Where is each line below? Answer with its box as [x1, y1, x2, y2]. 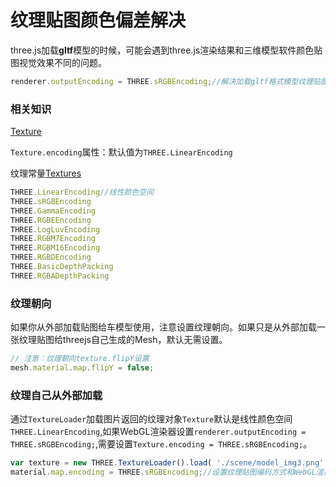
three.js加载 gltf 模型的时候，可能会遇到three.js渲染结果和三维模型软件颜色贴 [10, 44, 323, 56]
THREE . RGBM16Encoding [10, 243, 101, 253]
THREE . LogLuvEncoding [10, 224, 101, 235]
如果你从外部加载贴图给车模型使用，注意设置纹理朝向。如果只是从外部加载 [10, 321, 317, 333]
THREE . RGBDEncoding [10, 252, 92, 263]
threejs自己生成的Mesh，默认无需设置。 [62, 334, 228, 346]
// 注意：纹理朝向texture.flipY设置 [10, 354, 150, 364]
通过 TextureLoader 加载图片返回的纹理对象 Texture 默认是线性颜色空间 [10, 413, 293, 425]
